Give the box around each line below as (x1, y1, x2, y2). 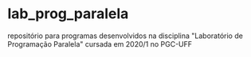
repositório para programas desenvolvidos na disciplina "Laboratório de (7, 31, 244, 40)
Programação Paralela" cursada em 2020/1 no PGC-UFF (7, 39, 193, 48)
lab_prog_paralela (7, 5, 129, 23)
